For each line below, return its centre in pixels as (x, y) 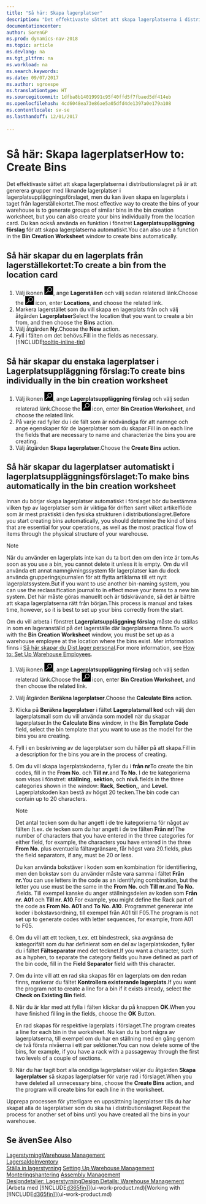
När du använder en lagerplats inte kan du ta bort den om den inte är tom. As (103, 557)
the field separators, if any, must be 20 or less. (74, 855)
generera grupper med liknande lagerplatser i (64, 191)
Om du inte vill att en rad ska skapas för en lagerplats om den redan (101, 975)
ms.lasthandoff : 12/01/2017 (42, 117)
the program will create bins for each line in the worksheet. (90, 1089)
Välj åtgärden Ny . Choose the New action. (67, 329)
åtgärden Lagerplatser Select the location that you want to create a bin (104, 316)
